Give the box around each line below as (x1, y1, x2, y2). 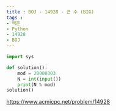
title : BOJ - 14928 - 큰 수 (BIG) (6, 8, 95, 15)
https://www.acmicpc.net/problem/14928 (6, 98, 111, 106)
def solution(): (6, 64, 48, 70)
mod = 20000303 (17, 70, 56, 76)
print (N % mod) (17, 81, 56, 88)
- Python (6, 25, 29, 32)
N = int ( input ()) (17, 76, 62, 82)
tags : (6, 15, 23, 21)
